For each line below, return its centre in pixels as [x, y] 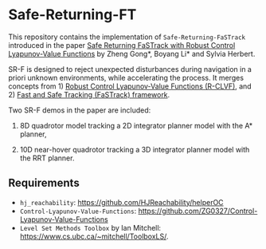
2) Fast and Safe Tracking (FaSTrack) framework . [89, 94]
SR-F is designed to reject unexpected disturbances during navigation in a [130, 69]
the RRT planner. [47, 158]
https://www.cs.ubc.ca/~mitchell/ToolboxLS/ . [94, 236]
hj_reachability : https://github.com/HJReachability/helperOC [122, 202]
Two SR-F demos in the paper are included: [80, 110]
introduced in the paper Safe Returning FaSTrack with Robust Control [122, 45]
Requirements [44, 183]
